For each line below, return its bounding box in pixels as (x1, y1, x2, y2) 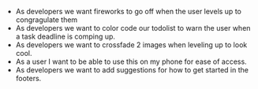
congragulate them (15, 15, 78, 24)
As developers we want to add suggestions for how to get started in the (15, 65, 249, 74)
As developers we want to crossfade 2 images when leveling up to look (15, 40, 248, 50)
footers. (15, 74, 42, 83)
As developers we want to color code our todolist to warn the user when (15, 24, 251, 32)
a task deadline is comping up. (15, 32, 116, 41)
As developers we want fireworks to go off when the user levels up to (15, 7, 242, 16)
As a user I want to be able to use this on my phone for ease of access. (15, 57, 247, 66)
